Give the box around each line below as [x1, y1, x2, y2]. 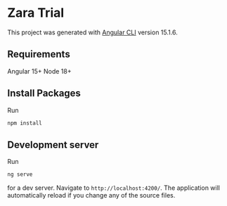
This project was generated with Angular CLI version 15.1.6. [7, 28, 178, 36]
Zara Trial [7, 5, 65, 21]
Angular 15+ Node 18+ [7, 67, 72, 75]
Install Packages [7, 88, 81, 99]
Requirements [7, 48, 70, 60]
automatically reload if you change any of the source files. [7, 191, 176, 200]
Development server [7, 139, 99, 151]
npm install [7, 119, 42, 127]
